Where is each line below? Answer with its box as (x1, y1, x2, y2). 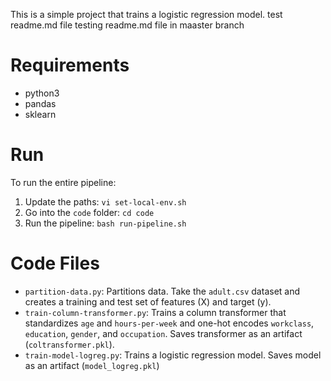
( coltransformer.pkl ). (24, 338, 115, 350)
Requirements (10, 54, 130, 77)
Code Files (10, 252, 100, 275)
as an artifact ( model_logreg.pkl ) (24, 359, 160, 371)
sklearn (24, 108, 57, 120)
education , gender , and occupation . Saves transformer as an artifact (24, 327, 303, 339)
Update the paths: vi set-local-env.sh (24, 195, 187, 208)
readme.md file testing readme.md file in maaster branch (10, 19, 245, 31)
